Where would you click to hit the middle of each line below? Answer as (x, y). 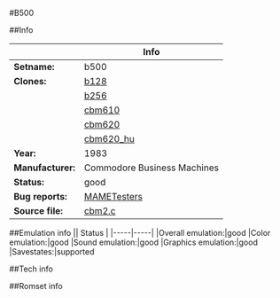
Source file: (39, 211)
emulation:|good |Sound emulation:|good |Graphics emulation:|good (134, 242)
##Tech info (31, 269)
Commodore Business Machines (152, 168)
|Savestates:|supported (52, 251)
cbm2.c (100, 211)
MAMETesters (113, 196)
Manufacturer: (45, 168)
